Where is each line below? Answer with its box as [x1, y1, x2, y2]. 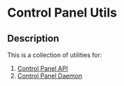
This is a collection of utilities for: [7, 51, 102, 59]
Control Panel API [17, 64, 68, 72]
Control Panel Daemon [17, 71, 82, 80]
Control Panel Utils [7, 5, 117, 21]
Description [7, 33, 59, 44]
